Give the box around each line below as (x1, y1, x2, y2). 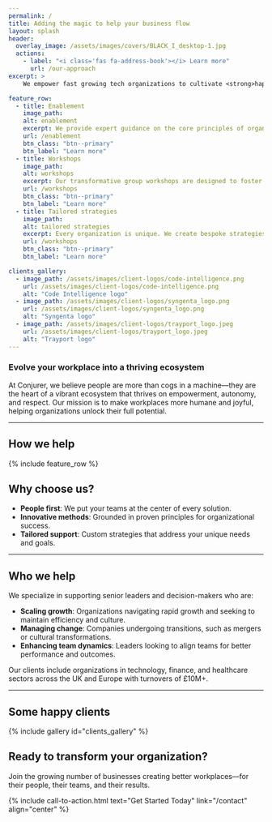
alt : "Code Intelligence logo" (23, 289, 129, 298)
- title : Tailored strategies (15, 208, 117, 216)
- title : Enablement (15, 102, 85, 110)
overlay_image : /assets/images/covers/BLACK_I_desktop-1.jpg (15, 42, 227, 50)
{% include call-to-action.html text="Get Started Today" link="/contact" (8, 795, 248, 805)
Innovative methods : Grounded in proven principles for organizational (19, 512, 255, 522)
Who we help (8, 569, 76, 583)
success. (19, 520, 51, 531)
